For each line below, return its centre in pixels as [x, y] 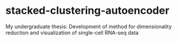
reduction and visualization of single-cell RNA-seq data [72, 32]
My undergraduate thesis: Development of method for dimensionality [89, 26]
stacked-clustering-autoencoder [88, 11]
